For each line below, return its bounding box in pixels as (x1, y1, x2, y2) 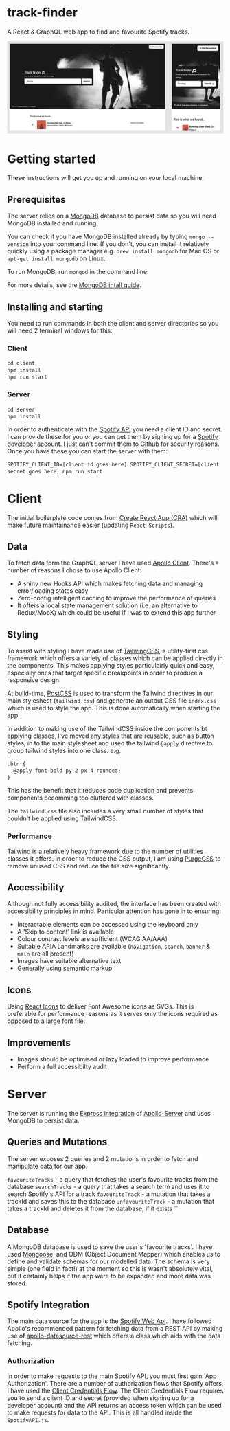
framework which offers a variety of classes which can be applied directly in (7, 654, 223, 662)
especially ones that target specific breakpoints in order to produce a (7, 668, 203, 677)
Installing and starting (7, 301, 104, 313)
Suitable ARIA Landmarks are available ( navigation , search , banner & (16, 943, 211, 951)
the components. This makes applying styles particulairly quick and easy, (7, 662, 215, 670)
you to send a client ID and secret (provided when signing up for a (7, 1393, 194, 1402)
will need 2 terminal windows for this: (7, 326, 113, 335)
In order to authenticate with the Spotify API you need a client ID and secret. (7, 425, 222, 433)
